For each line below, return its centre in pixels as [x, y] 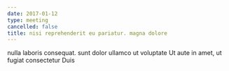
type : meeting [28, 20]
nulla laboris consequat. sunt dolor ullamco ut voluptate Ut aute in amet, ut [114, 53]
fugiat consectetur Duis [41, 61]
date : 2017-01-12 [33, 14]
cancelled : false [33, 26]
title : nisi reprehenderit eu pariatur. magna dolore [88, 33]
